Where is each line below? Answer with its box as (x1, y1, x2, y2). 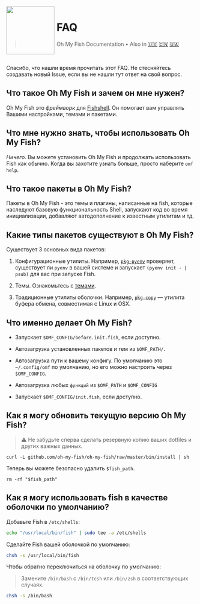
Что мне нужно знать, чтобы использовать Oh (6, 128, 190, 138)
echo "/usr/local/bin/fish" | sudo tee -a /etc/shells (6, 530, 147, 536)
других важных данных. (20, 442, 83, 450)
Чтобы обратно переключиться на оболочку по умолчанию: (6, 563, 161, 570)
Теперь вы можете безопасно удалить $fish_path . (6, 464, 135, 472)
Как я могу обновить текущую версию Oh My (6, 411, 186, 421)
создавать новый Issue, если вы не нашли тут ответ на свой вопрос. (6, 71, 182, 78)
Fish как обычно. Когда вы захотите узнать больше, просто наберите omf (6, 160, 193, 167)
